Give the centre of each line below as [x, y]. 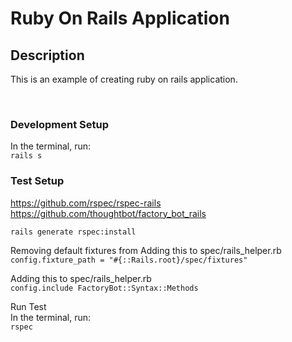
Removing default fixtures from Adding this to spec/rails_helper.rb [146, 250]
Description [47, 55]
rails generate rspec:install [73, 232]
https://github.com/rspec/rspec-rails [86, 203]
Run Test [28, 306]
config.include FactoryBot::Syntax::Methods [104, 288]
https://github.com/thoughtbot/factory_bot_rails [108, 213]
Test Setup [37, 181]
